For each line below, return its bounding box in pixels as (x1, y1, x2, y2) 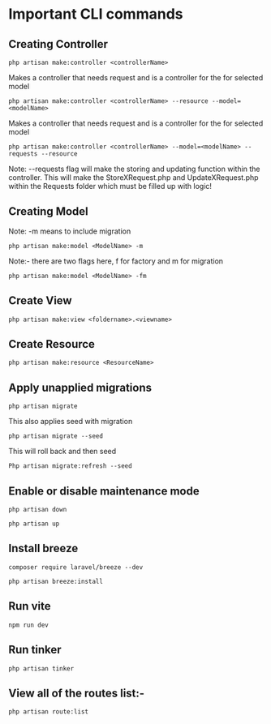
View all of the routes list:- (8, 686, 144, 700)
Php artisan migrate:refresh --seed (8, 462, 132, 470)
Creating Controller (8, 37, 108, 51)
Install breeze (8, 542, 79, 555)
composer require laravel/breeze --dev (8, 563, 144, 572)
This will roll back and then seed (8, 447, 117, 456)
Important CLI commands (8, 5, 183, 24)
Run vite (8, 599, 51, 613)
